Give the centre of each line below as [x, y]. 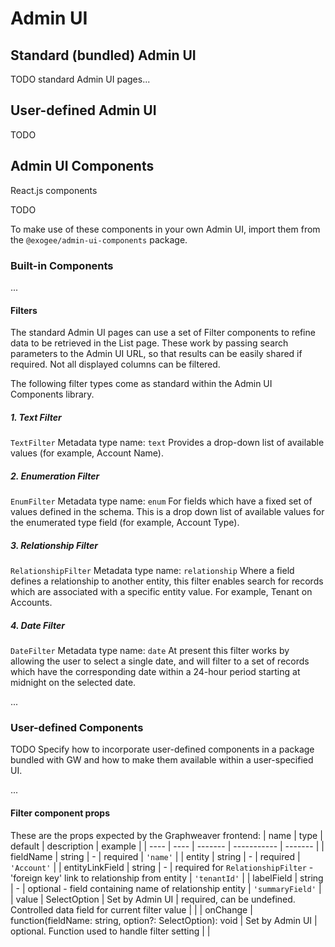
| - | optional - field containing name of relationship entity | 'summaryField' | [166, 888]
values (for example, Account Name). [87, 453]
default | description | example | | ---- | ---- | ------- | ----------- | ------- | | [167, 846]
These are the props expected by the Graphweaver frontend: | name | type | [166, 835]
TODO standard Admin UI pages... [80, 79]
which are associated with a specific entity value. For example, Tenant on [161, 592]
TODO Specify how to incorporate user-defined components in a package [162, 749]
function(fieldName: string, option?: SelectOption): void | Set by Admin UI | [164, 920]
